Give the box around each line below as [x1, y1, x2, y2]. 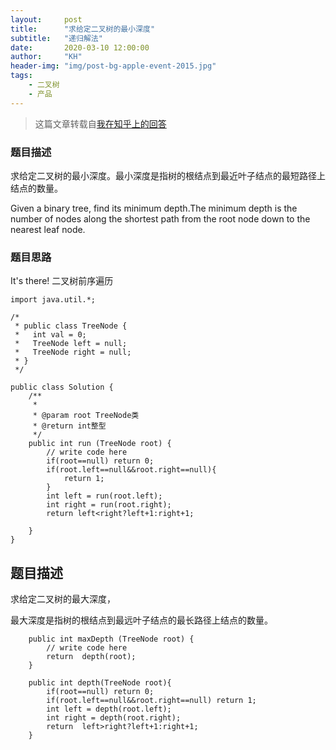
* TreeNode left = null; [14, 339, 128, 349]
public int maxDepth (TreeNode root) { [28, 634, 195, 645]
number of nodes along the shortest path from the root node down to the [10, 212, 311, 225]
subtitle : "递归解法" [10, 33, 103, 43]
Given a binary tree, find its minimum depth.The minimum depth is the [10, 202, 298, 214]
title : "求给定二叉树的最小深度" [10, 24, 156, 34]
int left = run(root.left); [46, 491, 163, 501]
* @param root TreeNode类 [32, 411, 140, 421]
